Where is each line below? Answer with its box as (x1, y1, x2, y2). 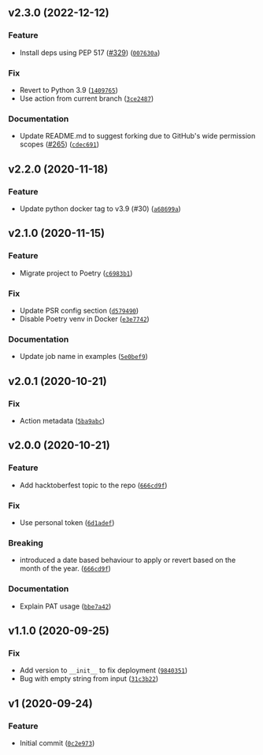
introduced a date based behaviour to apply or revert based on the (19, 555, 236, 565)
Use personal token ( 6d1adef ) (19, 517, 115, 527)
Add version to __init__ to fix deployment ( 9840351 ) (19, 665, 188, 675)
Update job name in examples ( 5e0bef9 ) (19, 352, 148, 361)
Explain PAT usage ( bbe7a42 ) (19, 601, 112, 611)
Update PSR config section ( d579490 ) (19, 305, 139, 315)
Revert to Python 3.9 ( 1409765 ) (19, 85, 118, 94)
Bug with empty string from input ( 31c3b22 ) (19, 674, 159, 683)
